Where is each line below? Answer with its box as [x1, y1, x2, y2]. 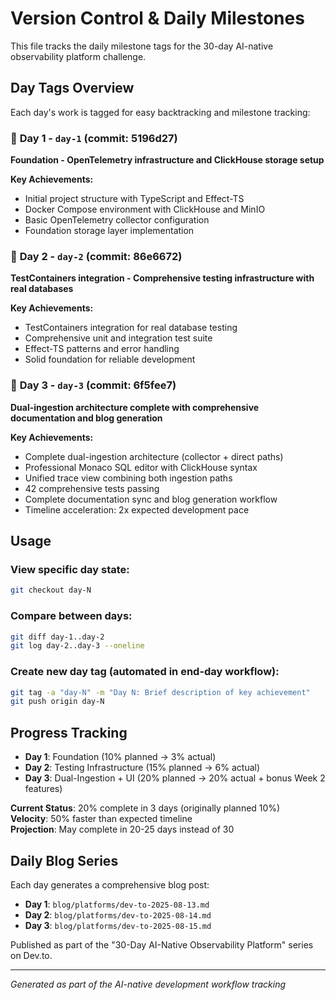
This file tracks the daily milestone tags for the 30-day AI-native [10, 40, 274, 52]
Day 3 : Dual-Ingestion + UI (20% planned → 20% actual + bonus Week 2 [24, 772, 326, 784]
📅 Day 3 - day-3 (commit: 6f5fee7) [10, 378, 177, 392]
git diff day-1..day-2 [10, 632, 105, 642]
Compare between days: [10, 609, 133, 623]
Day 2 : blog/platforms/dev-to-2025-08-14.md [24, 908, 212, 921]
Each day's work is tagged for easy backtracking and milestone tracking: [10, 106, 311, 118]
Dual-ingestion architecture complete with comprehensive [10, 401, 260, 413]
